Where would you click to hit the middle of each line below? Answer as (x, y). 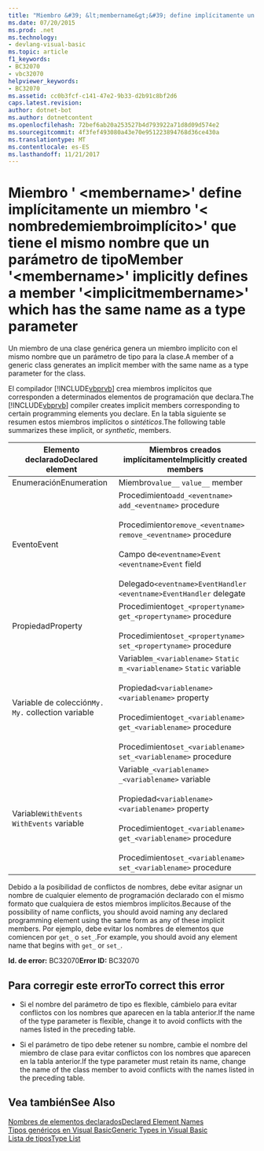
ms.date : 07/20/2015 (42, 23)
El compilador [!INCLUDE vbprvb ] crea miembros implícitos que (110, 389)
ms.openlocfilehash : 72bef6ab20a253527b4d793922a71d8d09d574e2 (114, 125)
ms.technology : (33, 37)
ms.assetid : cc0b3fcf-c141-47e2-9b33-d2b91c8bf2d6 (93, 96)
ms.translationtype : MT (47, 139)
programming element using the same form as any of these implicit (117, 921)
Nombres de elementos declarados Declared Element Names (106, 1121)
